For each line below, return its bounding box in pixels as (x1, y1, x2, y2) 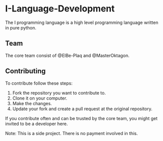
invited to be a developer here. (5, 121, 68, 127)
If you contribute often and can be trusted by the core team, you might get (5, 115, 158, 121)
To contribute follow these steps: (5, 80, 73, 86)
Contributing (5, 67, 46, 75)
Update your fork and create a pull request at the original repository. (12, 106, 153, 112)
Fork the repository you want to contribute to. (12, 90, 106, 96)
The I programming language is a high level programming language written (5, 19, 159, 25)
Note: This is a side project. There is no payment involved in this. (5, 130, 138, 136)
